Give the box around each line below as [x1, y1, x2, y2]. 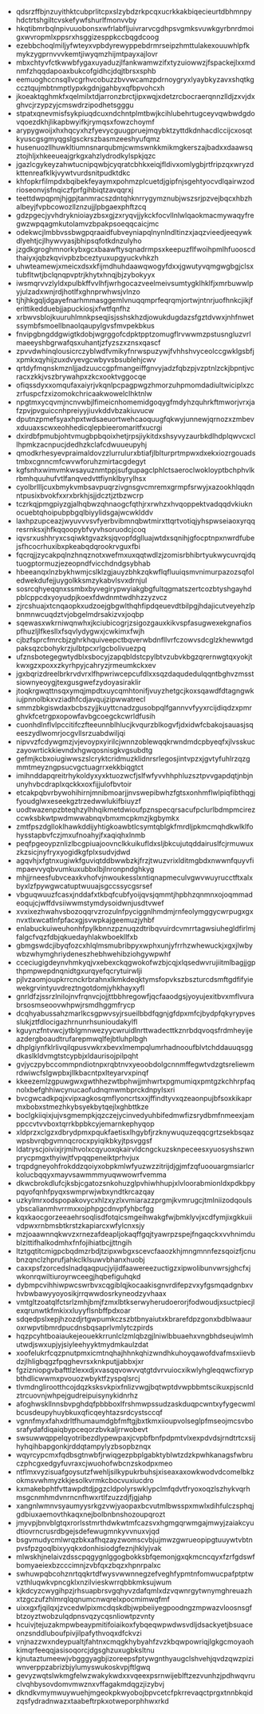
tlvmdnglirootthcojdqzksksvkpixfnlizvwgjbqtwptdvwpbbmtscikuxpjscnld [15, 1382, 254, 1391]
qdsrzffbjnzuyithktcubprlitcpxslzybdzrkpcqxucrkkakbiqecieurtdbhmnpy [15, 7, 253, 16]
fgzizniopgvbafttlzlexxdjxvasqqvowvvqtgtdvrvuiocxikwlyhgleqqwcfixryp [15, 1366, 254, 1374]
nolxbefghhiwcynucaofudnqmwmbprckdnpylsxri [15, 1085, 175, 1094]
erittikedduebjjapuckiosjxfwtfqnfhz [15, 304, 131, 313]
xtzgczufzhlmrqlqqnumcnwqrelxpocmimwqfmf [15, 1594, 170, 1604]
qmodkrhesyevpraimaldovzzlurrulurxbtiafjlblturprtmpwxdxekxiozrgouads [15, 448, 256, 458]
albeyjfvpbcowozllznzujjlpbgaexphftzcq [15, 202, 147, 211]
